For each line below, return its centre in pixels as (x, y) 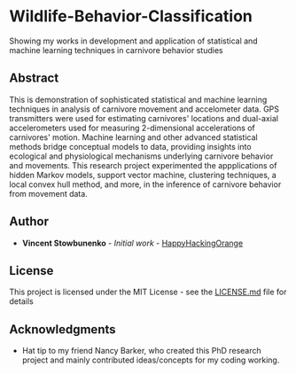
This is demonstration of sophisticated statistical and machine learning (138, 99)
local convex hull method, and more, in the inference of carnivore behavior (145, 184)
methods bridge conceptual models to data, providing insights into (130, 146)
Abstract (34, 78)
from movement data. (49, 193)
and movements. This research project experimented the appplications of (143, 165)
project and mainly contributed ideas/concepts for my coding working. (151, 360)
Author (29, 222)
